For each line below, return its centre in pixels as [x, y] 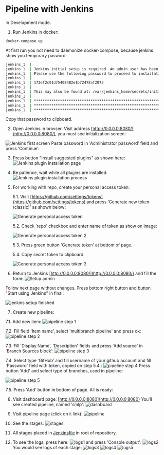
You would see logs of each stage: [47, 448]
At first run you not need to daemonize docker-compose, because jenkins [80, 50]
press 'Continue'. [23, 149]
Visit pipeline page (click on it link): [47, 414]
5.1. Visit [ [22, 197]
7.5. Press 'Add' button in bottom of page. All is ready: [59, 390]
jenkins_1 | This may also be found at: [48, 92]
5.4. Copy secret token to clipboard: [48, 255]
